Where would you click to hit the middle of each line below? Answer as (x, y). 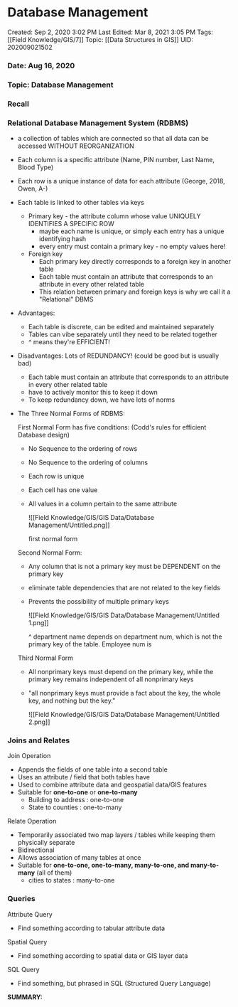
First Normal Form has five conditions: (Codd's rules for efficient (112, 427)
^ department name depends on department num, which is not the (125, 636)
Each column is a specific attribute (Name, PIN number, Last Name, (116, 160)
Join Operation (29, 756)
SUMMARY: (25, 997)
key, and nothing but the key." (72, 700)
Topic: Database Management (60, 85)
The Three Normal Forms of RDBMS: (71, 414)
